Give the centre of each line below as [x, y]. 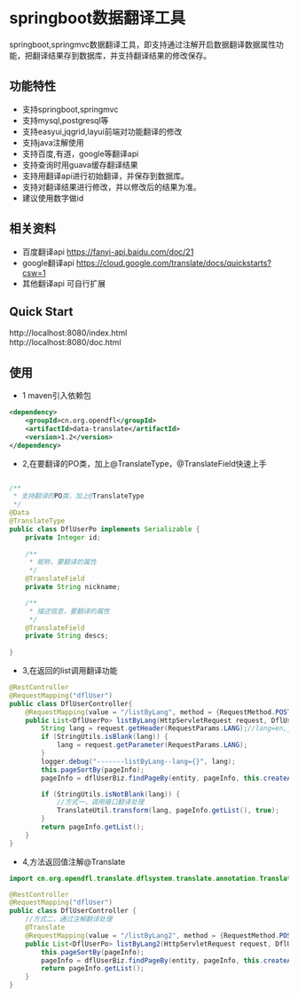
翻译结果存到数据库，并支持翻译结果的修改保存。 [122, 55]
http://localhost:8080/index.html [68, 333]
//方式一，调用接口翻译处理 [100, 802]
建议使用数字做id [53, 198]
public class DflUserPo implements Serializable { [105, 529]
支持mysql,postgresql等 [65, 120]
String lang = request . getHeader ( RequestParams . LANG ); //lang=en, [165, 728]
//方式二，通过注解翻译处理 [69, 919]
